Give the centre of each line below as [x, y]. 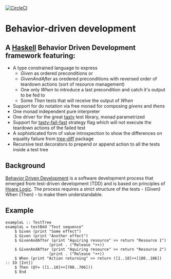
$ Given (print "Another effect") [51, 236]
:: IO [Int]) [19, 263]
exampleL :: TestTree [28, 222]
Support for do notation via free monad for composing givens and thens [89, 106]
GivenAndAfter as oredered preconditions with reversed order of [89, 79]
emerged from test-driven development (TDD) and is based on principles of [85, 183]
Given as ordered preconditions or [57, 73]
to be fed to [33, 95]
